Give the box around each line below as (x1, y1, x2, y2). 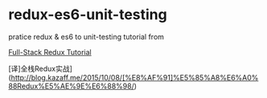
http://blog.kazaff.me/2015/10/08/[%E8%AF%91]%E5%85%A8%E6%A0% (10, 73, 259, 82)
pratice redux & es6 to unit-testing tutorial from (8, 32, 165, 41)
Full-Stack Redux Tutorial (8, 47, 92, 57)
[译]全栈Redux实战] (8, 64, 72, 73)
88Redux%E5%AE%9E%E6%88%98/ (8, 81, 134, 91)
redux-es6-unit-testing (8, 6, 167, 24)
